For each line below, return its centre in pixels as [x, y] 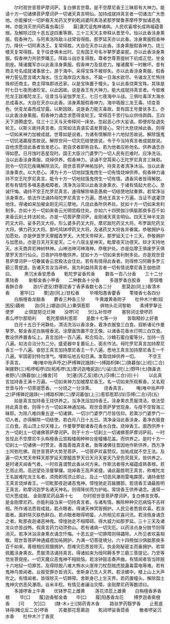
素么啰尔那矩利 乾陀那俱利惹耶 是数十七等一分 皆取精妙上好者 [82, 318]
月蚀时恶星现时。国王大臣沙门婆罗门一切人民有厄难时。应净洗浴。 [96, 153]
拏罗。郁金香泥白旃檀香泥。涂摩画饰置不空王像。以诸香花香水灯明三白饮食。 [85, 331]
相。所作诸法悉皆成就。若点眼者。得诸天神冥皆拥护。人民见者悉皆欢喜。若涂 [85, 508]
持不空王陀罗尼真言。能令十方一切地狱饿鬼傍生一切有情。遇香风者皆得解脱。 [85, 179]
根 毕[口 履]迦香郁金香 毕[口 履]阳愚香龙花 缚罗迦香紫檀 [83, 597]
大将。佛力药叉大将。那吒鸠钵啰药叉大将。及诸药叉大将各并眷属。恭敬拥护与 [85, 229]
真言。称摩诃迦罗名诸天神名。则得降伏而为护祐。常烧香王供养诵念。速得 [85, 489]
